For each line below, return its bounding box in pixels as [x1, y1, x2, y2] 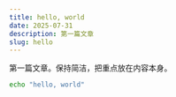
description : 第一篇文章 [9, 29, 95, 38]
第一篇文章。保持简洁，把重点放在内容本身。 [9, 63, 172, 73]
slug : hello [9, 37, 53, 47]
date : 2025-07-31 [9, 21, 73, 30]
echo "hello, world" [9, 80, 86, 89]
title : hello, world [9, 12, 86, 22]
